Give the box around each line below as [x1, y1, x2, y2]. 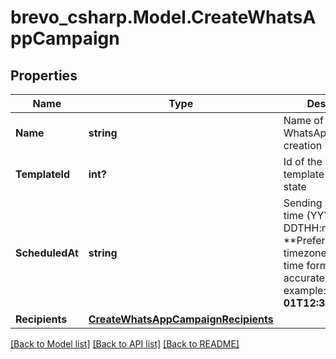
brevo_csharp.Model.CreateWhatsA [10, 6, 317, 29]
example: [283, 284, 327, 297]
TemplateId [15, 167, 71, 181]
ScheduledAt [15, 246, 79, 260]
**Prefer [283, 234, 326, 247]
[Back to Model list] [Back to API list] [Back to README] [10, 338, 240, 350]
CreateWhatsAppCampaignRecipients [88, 312, 274, 326]
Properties [10, 67, 78, 84]
